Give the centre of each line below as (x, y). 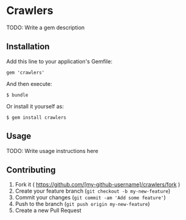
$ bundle (17, 95)
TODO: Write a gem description (46, 27)
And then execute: (29, 83)
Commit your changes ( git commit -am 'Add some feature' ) (90, 197)
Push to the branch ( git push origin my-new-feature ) (82, 204)
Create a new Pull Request (48, 210)
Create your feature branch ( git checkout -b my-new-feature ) (93, 191)
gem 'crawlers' (26, 73)
